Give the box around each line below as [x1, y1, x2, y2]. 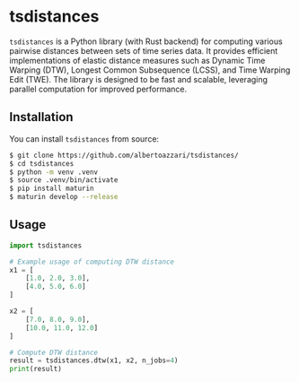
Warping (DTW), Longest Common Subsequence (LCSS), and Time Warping [9, 65, 291, 75]
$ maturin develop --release [9, 193, 119, 202]
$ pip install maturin [9, 184, 94, 194]
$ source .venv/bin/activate [9, 176, 119, 185]
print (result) [9, 365, 63, 374]
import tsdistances [9, 240, 83, 250]
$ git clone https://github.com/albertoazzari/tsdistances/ [9, 151, 240, 160]
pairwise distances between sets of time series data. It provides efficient [9, 45, 278, 56]
